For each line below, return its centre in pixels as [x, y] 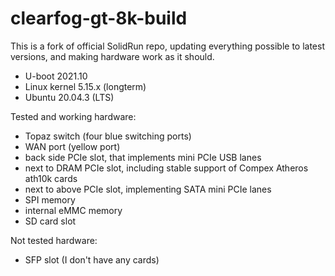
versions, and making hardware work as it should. [112, 56]
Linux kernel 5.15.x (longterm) [85, 86]
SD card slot [50, 221]
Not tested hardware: [54, 240]
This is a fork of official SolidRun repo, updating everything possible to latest [167, 46]
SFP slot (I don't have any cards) [92, 259]
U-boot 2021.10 [56, 76]
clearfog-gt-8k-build [99, 18]
